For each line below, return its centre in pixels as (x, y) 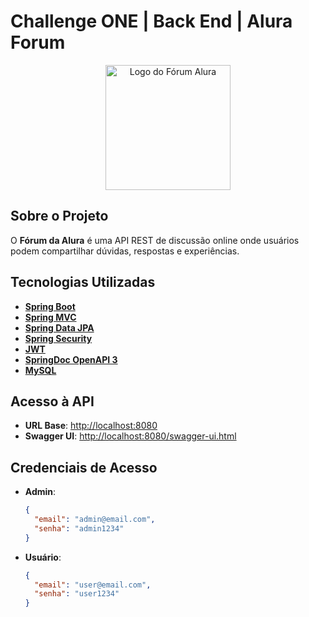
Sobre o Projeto (59, 216)
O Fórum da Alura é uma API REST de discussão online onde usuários (155, 240)
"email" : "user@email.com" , (93, 585)
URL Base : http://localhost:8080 (91, 426)
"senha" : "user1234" (77, 594)
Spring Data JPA (59, 327)
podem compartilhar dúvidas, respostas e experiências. (125, 251)
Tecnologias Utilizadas (83, 282)
